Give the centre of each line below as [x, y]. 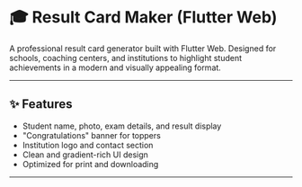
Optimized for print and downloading [90, 164]
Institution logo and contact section [88, 145]
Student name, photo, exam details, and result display [122, 126]
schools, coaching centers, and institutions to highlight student [126, 58]
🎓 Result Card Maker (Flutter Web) [143, 18]
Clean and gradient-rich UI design [85, 155]
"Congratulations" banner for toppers [92, 135]
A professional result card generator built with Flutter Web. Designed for [143, 48]
